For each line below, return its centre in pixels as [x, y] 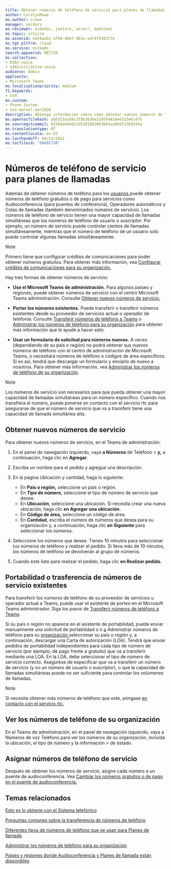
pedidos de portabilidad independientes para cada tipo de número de [78, 646]
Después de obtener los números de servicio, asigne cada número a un [80, 771]
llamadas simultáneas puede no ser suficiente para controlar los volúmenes [84, 673]
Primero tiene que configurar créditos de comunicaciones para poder [78, 257]
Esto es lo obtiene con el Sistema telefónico [51, 810]
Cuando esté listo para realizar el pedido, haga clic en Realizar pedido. [87, 561]
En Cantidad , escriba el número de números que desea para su [87, 520]
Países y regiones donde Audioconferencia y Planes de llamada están [78, 855]
